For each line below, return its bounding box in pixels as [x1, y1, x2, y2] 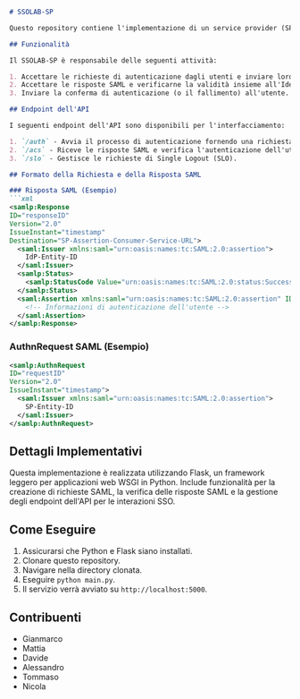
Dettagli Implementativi [9, 443, 143, 459]
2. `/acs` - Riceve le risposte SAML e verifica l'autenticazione [9, 145, 262, 155]
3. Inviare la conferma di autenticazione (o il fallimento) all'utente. [9, 89, 290, 98]
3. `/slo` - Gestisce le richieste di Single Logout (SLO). [9, 154, 238, 163]
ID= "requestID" [9, 369, 66, 379]
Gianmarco [21, 633, 63, 644]
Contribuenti [9, 609, 82, 625]
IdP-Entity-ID [25, 252, 78, 262]
